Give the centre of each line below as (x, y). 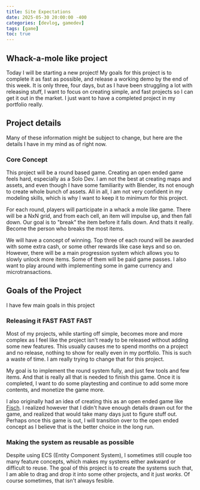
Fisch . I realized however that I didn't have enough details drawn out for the (99, 408)
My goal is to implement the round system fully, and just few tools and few (98, 371)
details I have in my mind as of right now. (57, 144)
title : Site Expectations (38, 12)
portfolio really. (25, 104)
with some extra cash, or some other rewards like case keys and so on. (94, 246)
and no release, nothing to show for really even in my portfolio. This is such (99, 353)
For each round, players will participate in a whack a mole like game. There (99, 209)
